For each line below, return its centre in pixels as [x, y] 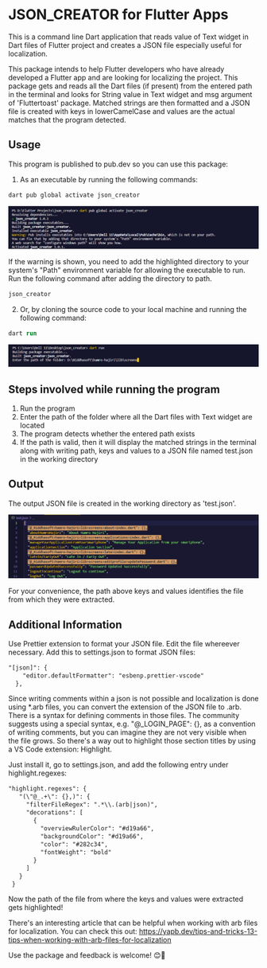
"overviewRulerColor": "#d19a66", [97, 829]
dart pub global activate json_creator [74, 195]
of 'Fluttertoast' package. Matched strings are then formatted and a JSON [129, 103]
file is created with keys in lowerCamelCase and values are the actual [122, 111]
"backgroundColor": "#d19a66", [92, 837]
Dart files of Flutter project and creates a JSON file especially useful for [125, 45]
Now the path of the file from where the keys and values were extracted [126, 899]
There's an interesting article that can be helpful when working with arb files [133, 923]
